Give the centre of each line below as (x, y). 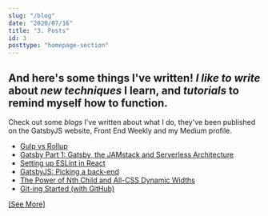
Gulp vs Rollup (44, 146)
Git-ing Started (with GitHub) (67, 188)
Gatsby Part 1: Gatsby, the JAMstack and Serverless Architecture (127, 154)
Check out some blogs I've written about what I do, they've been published (132, 122)
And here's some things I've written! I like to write (134, 78)
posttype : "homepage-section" (59, 46)
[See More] (27, 204)
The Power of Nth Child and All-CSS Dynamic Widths (108, 180)
